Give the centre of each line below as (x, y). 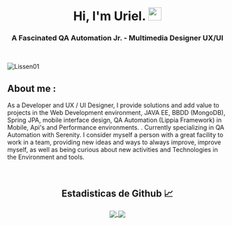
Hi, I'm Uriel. (109, 16)
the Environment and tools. (46, 157)
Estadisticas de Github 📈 (117, 193)
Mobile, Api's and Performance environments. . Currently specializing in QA (116, 127)
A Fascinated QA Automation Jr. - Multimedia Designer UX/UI (117, 38)
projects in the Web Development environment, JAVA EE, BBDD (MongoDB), (116, 113)
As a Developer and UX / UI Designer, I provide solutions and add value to (113, 105)
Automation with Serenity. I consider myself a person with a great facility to (115, 135)
